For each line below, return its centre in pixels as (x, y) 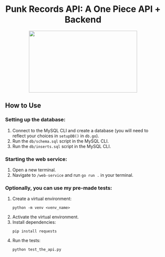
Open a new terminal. (34, 170)
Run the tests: (26, 241)
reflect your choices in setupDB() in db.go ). (56, 136)
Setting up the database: (35, 120)
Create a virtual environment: (42, 199)
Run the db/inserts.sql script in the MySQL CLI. (62, 146)
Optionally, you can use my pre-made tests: (59, 188)
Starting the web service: (36, 159)
